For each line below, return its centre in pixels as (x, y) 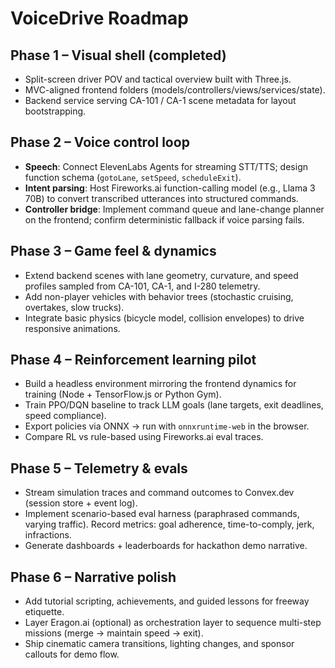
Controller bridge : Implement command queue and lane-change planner (174, 209)
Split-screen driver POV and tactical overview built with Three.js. (158, 79)
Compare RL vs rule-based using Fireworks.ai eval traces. (144, 437)
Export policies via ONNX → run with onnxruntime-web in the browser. (167, 426)
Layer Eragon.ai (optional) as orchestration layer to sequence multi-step (173, 623)
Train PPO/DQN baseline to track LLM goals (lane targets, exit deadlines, (174, 405)
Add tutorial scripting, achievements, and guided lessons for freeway (167, 601)
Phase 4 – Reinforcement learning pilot (133, 360)
